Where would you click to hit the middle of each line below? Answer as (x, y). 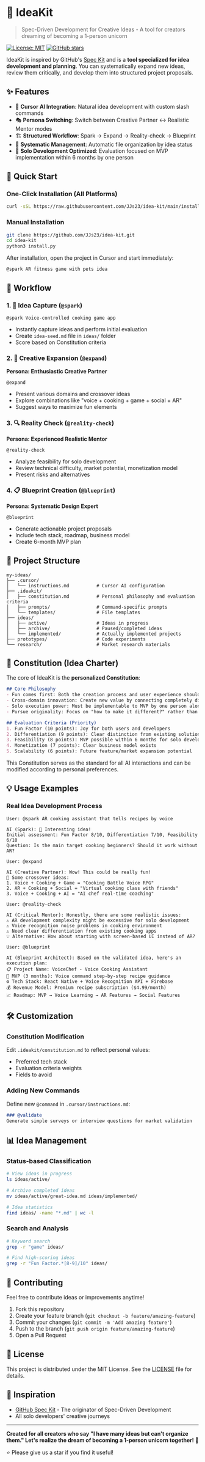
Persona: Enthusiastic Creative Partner (57, 372)
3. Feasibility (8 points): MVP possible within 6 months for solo (94, 740)
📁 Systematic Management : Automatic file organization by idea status (104, 144)
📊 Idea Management (47, 1140)
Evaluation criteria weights (49, 1068)
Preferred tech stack (41, 1062)
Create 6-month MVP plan (48, 542)
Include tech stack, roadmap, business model (72, 535)
